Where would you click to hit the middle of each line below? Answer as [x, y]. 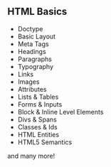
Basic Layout [36, 36]
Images [28, 82]
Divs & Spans [37, 119]
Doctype [30, 28]
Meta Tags [33, 44]
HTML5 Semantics [45, 142]
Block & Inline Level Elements [60, 112]
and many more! [31, 156]
